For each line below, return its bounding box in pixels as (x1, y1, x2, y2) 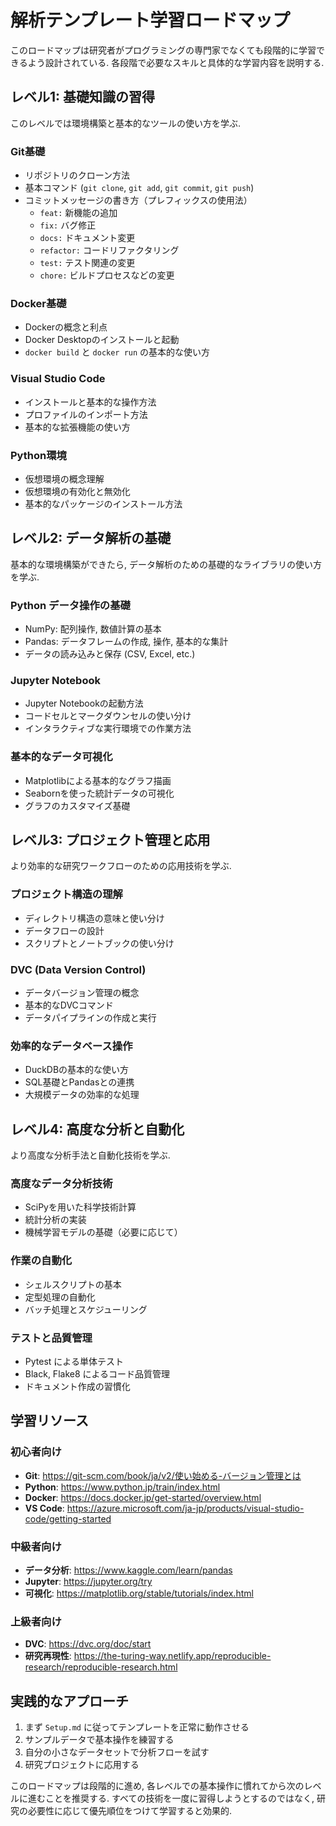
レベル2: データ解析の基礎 (10, 530, 172, 547)
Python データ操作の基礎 (10, 598, 131, 612)
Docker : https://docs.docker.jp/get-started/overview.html (24, 1491, 262, 1503)
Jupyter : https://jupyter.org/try (24, 1576, 153, 1588)
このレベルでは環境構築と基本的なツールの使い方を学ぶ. (10, 117, 242, 129)
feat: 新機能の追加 (39, 207, 118, 219)
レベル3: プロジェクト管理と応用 (10, 832, 211, 849)
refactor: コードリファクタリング (39, 244, 180, 256)
